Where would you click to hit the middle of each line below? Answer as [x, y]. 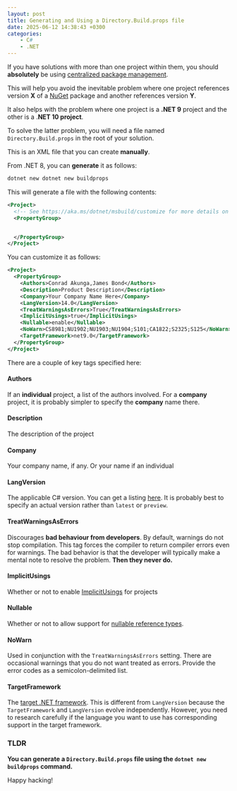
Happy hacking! [30, 780]
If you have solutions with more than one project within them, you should [113, 67]
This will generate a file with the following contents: [82, 192]
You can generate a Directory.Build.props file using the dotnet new [107, 758]
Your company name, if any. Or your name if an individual [91, 466]
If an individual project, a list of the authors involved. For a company [107, 394]
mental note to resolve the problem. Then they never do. [90, 560]
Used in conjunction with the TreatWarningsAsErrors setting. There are [109, 656]
